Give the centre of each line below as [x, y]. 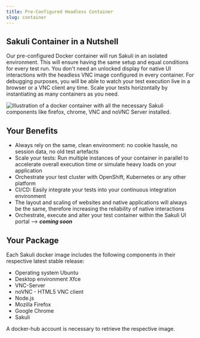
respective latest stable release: [45, 261]
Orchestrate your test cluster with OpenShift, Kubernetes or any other [100, 177]
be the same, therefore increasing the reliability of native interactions [99, 209]
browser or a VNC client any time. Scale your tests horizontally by [87, 88]
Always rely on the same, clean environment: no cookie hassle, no [96, 145]
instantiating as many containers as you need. [63, 94]
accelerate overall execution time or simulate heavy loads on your [96, 165]
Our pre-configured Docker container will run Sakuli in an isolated [87, 56]
